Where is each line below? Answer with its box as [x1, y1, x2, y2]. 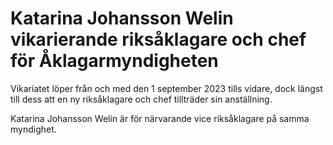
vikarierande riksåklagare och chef [10, 28, 307, 51]
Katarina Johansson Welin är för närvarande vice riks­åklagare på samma [10, 112, 310, 124]
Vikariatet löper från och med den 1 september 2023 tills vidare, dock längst [10, 82, 323, 94]
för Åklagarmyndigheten [10, 50, 219, 72]
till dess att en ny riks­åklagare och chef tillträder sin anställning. [10, 93, 273, 105]
